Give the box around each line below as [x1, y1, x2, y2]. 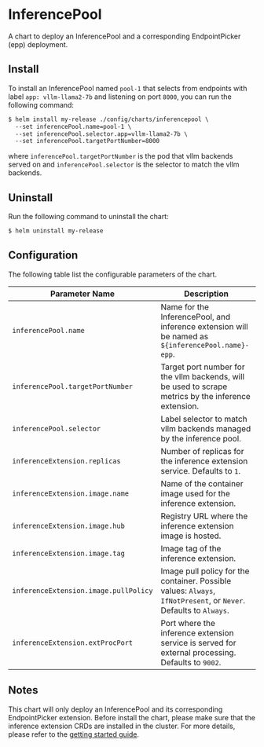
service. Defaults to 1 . [160, 465, 241, 476]
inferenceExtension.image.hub [12, 521, 126, 530]
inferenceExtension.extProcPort [12, 638, 134, 647]
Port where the [160, 617, 216, 628]
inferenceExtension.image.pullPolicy [12, 586, 153, 595]
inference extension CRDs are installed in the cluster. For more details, [8, 721, 236, 731]
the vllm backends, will [160, 371, 245, 382]
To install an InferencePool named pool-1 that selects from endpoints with [8, 83, 247, 93]
